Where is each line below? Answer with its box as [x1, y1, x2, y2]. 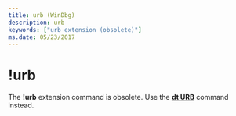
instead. [8, 100, 34, 110]
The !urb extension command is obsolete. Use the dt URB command [8, 93, 229, 102]
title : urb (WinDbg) [8, 11, 76, 19]
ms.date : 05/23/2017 [8, 33, 76, 41]
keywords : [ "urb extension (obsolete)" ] [8, 26, 143, 33]
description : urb [8, 19, 65, 26]
